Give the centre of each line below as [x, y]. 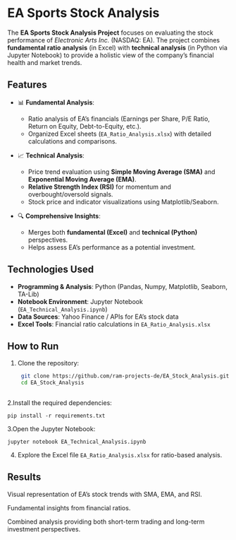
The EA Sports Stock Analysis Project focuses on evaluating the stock [110, 33]
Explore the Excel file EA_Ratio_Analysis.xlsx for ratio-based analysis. [120, 455]
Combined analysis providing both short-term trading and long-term [106, 522]
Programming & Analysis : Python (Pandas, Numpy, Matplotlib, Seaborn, [122, 286]
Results [24, 477]
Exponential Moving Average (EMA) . [82, 179]
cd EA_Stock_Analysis [52, 383]
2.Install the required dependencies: [60, 403]
